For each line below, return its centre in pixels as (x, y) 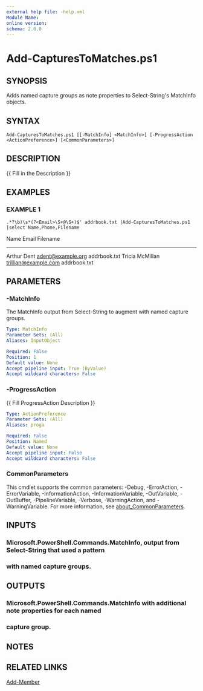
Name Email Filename (33, 238)
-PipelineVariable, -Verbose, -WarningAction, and (94, 500)
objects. (16, 102)
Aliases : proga (25, 425)
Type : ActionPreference (36, 414)
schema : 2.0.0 (24, 29)
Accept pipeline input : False (44, 453)
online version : (27, 23)
